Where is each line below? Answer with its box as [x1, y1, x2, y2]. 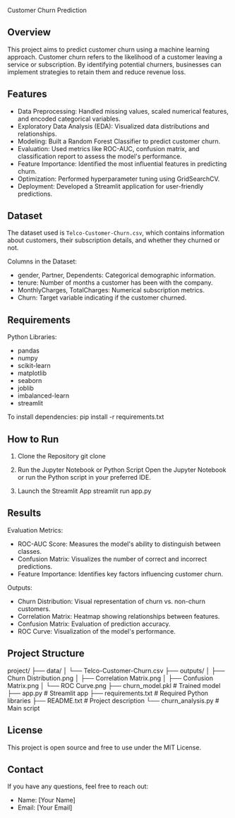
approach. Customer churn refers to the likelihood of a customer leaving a [7, 52, 223, 61]
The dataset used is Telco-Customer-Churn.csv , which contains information [7, 229, 224, 237]
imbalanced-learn [17, 391, 70, 400]
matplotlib [17, 369, 47, 377]
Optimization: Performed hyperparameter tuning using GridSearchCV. [17, 174, 220, 183]
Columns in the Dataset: [7, 257, 78, 266]
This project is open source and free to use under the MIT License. [7, 743, 202, 752]
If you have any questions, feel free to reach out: [7, 782, 149, 790]
